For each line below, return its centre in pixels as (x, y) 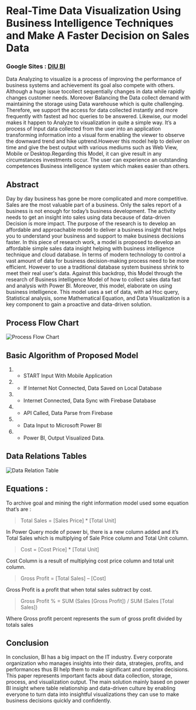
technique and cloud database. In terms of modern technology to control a (96, 255)
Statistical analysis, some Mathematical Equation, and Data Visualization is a (98, 298)
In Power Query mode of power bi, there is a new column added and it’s (92, 531)
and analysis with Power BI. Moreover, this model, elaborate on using (89, 286)
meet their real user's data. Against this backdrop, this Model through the (94, 273)
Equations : (27, 489)
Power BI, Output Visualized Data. (64, 438)
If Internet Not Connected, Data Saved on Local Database (92, 388)
